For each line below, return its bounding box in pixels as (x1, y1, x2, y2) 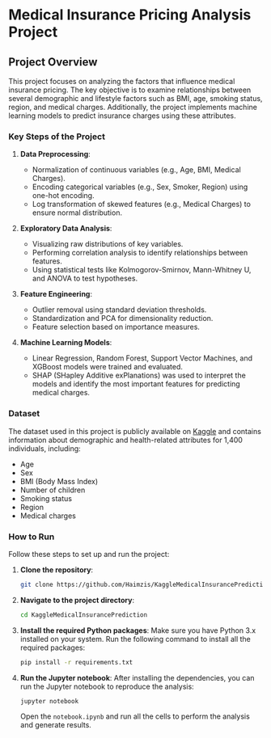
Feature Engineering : (19, 289, 93, 299)
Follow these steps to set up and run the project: (8, 549, 170, 559)
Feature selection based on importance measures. (32, 322, 201, 332)
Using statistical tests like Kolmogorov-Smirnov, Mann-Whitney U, (32, 265, 252, 275)
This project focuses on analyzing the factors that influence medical (8, 77, 235, 86)
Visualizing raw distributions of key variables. (32, 239, 184, 249)
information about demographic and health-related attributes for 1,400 (8, 435, 243, 445)
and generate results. (19, 720, 91, 730)
